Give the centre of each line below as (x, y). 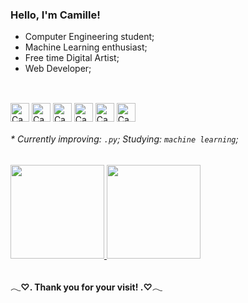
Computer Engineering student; (89, 37)
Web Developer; (58, 69)
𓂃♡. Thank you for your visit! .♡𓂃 (86, 287)
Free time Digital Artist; (72, 58)
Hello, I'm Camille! (55, 15)
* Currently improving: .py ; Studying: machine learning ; (124, 139)
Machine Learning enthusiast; (86, 47)
